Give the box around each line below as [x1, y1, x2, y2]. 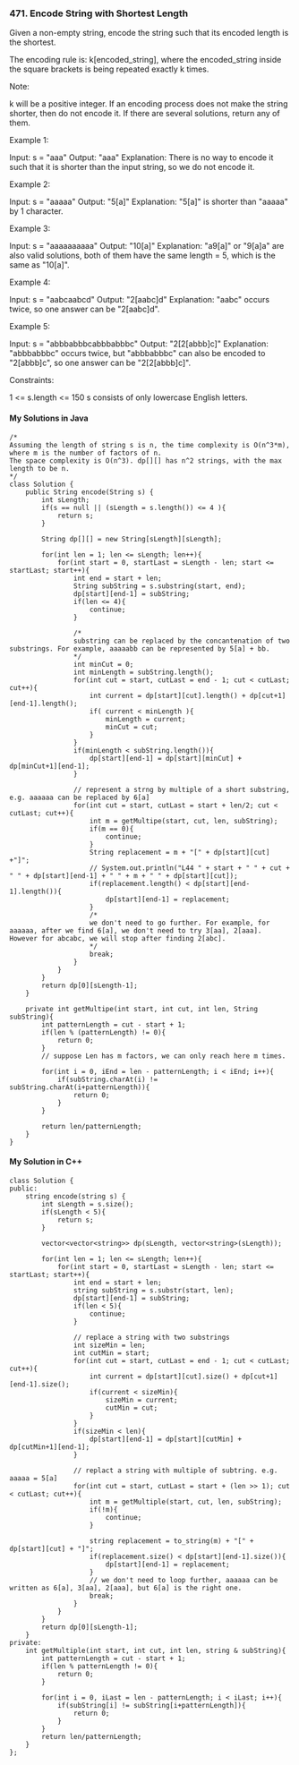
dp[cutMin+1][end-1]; [9, 1442, 90, 1452]
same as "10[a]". [9, 260, 70, 270]
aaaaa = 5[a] [9, 1473, 58, 1483]
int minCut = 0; [73, 660, 134, 669]
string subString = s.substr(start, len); [73, 1285, 235, 1295]
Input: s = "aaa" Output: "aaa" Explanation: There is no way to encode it [9, 152, 274, 163]
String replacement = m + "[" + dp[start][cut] [89, 848, 270, 857]
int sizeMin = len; [73, 1341, 146, 1350]
